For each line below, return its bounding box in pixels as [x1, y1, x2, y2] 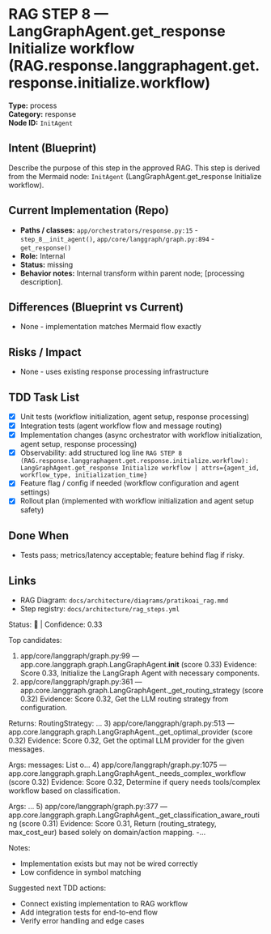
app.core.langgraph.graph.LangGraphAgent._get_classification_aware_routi [8, 810, 260, 820]
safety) [19, 505, 44, 515]
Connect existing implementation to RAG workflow [19, 899, 188, 908]
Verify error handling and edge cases [19, 916, 145, 925]
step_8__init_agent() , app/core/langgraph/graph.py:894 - [19, 233, 215, 243]
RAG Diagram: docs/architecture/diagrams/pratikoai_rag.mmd [19, 595, 229, 605]
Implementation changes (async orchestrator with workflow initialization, [19, 431, 263, 440]
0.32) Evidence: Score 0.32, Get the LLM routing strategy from [19, 694, 229, 704]
